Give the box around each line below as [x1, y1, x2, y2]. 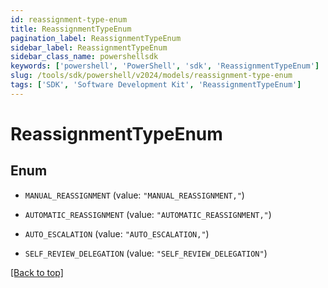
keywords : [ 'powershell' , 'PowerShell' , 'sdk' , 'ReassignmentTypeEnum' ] [10, 61, 320, 71]
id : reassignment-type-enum [10, 14, 128, 25]
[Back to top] [10, 266, 64, 278]
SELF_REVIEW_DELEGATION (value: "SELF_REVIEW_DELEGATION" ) [24, 247, 268, 259]
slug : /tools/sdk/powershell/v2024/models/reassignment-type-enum [10, 71, 293, 81]
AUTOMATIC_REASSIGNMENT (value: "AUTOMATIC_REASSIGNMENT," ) [24, 208, 272, 220]
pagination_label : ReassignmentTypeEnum [10, 33, 182, 43]
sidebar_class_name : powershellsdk [10, 52, 159, 62]
